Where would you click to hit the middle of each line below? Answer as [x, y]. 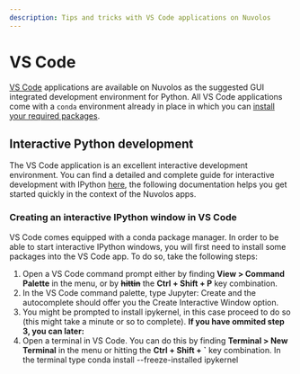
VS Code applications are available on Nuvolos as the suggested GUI [137, 87]
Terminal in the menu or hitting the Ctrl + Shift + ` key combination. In [151, 350]
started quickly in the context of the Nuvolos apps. [103, 194]
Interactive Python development [101, 143]
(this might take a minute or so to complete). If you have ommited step [153, 321]
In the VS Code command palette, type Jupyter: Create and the [139, 292]
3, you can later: [53, 331]
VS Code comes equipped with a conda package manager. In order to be [144, 237]
